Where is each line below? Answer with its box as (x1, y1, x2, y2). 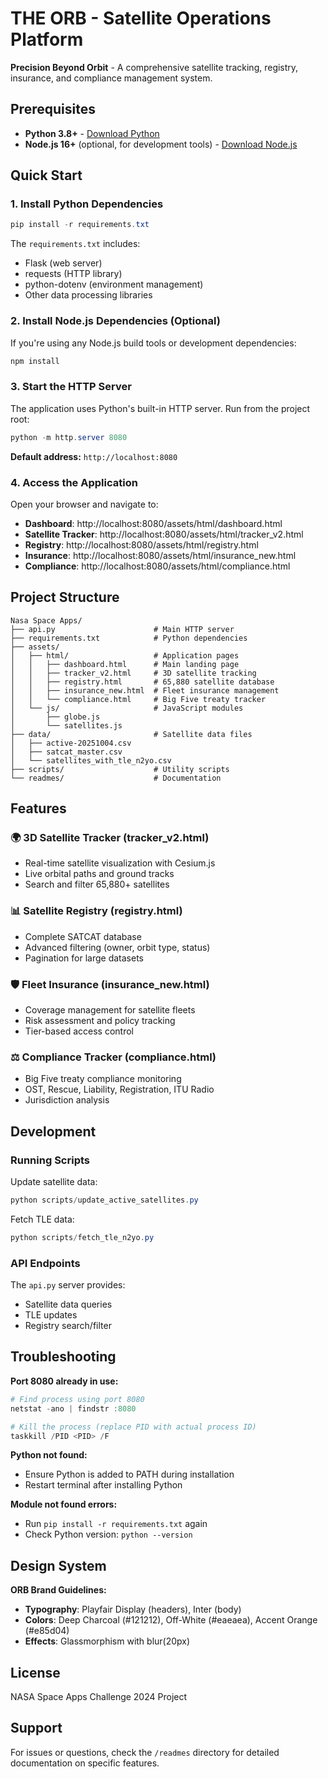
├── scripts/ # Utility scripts (10, 764, 230, 774)
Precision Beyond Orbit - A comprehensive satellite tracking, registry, (10, 61, 299, 73)
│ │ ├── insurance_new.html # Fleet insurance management (10, 685, 280, 696)
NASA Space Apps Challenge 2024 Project (10, 1691, 188, 1703)
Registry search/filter (24, 1320, 112, 1332)
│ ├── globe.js (10, 712, 101, 722)
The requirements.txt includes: (10, 238, 141, 250)
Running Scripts (10, 1153, 90, 1167)
